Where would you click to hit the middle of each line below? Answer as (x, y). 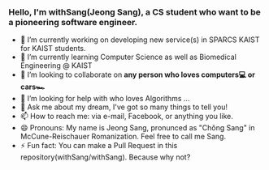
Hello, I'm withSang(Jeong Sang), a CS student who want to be (135, 12)
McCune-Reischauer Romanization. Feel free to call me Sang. (123, 137)
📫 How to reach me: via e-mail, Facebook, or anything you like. (127, 117)
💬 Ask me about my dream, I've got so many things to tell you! (124, 107)
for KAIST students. (53, 49)
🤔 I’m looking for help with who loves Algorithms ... (105, 99)
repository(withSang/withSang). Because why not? (105, 157)
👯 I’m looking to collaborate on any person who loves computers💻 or (138, 74)
